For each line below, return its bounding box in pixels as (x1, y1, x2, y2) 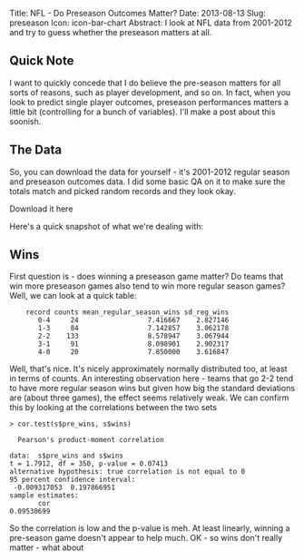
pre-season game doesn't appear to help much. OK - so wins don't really (9, 533, 283, 544)
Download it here (9, 203, 74, 214)
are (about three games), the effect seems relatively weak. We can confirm (9, 392, 289, 403)
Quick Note (9, 54, 74, 69)
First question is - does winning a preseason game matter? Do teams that (9, 271, 284, 282)
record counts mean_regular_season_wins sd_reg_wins (25, 308, 230, 317)
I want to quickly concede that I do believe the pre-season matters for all (9, 77, 281, 88)
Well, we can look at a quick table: (9, 290, 138, 301)
